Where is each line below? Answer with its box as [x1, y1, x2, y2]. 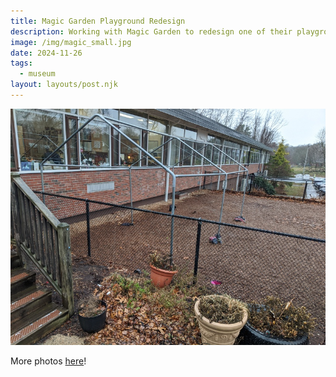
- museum [19, 69, 56, 79]
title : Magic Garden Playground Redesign [10, 16, 186, 26]
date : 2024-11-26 [10, 48, 83, 58]
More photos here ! [10, 355, 87, 367]
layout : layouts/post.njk [10, 80, 118, 90]
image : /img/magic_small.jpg [10, 37, 132, 47]
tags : [10, 58, 33, 69]
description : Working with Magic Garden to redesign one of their [10, 26, 293, 37]
